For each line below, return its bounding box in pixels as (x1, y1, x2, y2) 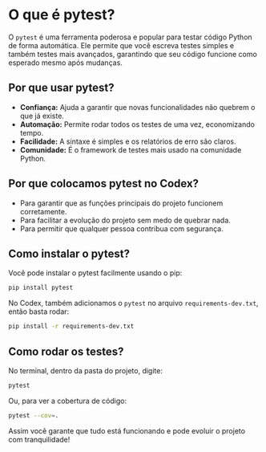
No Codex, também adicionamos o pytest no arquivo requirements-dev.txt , (8, 299, 259, 308)
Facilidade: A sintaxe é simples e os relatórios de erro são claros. (19, 136, 236, 146)
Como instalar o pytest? (8, 246, 131, 260)
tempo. (19, 128, 44, 137)
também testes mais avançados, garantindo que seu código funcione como (8, 49, 258, 59)
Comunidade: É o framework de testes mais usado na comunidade (19, 145, 242, 154)
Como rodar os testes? (8, 344, 124, 358)
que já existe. (19, 111, 64, 120)
